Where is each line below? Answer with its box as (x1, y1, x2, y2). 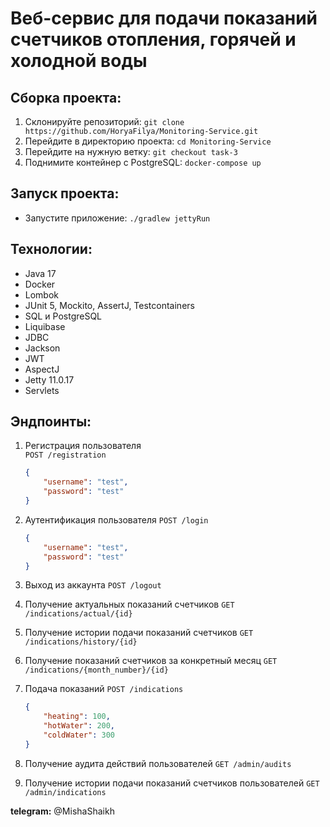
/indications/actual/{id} (24, 609, 133, 619)
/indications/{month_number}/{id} (24, 665, 169, 676)
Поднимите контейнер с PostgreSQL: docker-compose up (24, 157, 262, 168)
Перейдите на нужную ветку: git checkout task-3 (24, 146, 238, 157)
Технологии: (10, 241, 93, 258)
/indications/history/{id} (24, 637, 138, 647)
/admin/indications (24, 787, 107, 797)
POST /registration (24, 450, 107, 461)
